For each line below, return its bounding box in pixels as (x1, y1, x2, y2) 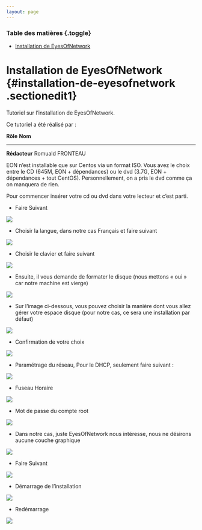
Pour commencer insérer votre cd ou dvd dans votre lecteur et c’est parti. (6, 192, 188, 200)
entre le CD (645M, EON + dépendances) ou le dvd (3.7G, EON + (6, 168, 167, 175)
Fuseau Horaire (14, 384, 54, 391)
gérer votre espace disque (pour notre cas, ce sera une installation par (14, 309, 191, 316)
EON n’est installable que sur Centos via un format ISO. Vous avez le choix (6, 161, 191, 169)
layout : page (6, 8, 39, 15)
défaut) (14, 315, 34, 323)
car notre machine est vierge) (14, 279, 88, 286)
